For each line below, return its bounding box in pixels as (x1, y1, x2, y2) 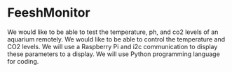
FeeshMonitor (7, 5, 90, 21)
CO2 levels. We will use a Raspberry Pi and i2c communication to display (7, 42, 218, 51)
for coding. (7, 57, 39, 65)
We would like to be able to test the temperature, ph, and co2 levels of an (7, 28, 219, 36)
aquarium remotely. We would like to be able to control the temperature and (7, 35, 226, 43)
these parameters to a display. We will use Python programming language (7, 50, 221, 58)
